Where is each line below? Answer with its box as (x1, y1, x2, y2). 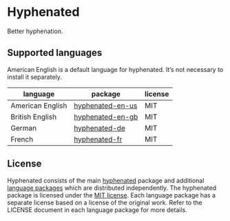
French (10, 134, 34, 144)
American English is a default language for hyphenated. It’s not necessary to (7, 65, 224, 73)
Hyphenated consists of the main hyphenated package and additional (7, 176, 205, 184)
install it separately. (7, 73, 62, 81)
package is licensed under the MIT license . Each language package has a (7, 191, 216, 199)
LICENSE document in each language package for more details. (7, 205, 187, 214)
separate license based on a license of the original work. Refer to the (7, 198, 202, 206)
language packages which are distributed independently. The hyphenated (7, 184, 217, 192)
